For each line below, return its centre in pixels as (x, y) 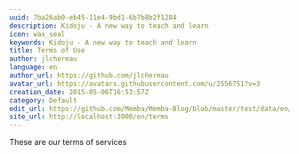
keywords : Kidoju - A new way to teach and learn (103, 42)
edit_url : (28, 109)
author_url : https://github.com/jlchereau (89, 76)
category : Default (43, 100)
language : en (33, 68)
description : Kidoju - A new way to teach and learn (109, 26)
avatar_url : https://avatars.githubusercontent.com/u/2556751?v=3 (135, 84)
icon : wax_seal (37, 34)
